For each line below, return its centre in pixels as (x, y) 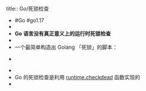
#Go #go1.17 (29, 20)
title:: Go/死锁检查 (27, 9)
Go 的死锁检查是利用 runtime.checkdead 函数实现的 (77, 77)
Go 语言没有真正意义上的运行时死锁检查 (63, 33)
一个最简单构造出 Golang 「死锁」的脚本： (66, 47)
